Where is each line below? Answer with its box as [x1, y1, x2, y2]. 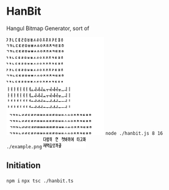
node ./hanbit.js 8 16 [105, 130, 164, 136]
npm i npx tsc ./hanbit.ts [6, 178, 74, 184]
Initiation [6, 161, 41, 171]
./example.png [6, 143, 43, 150]
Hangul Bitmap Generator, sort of [6, 25, 90, 32]
